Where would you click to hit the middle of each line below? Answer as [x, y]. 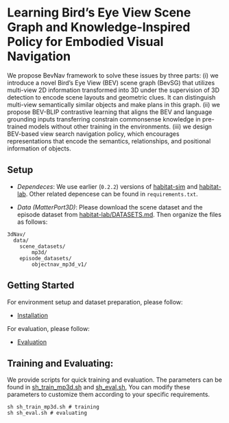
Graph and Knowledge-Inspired [99, 27]
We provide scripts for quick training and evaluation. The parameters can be [115, 380]
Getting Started [41, 285]
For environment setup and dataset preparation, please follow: [95, 302]
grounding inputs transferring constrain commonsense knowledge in [104, 119]
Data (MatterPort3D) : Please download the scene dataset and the [110, 207]
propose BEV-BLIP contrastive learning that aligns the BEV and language [110, 112]
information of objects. [39, 148]
